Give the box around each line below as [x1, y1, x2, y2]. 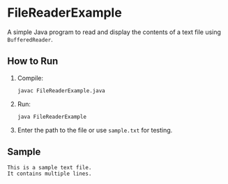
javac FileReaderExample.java [17, 87, 106, 94]
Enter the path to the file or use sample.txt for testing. [17, 126, 173, 134]
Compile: [17, 74, 44, 82]
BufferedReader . [7, 35, 54, 43]
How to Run [7, 56, 59, 67]
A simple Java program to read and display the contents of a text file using [7, 28, 222, 36]
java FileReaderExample [17, 113, 87, 120]
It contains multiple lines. [7, 170, 92, 178]
